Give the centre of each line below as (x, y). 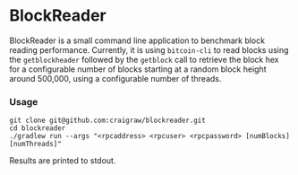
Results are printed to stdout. (63, 161)
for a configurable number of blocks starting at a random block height (138, 69)
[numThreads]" (36, 144)
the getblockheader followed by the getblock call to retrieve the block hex (144, 59)
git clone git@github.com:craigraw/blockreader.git (107, 121)
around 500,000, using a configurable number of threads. (115, 78)
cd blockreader (38, 128)
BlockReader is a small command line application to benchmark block (137, 40)
